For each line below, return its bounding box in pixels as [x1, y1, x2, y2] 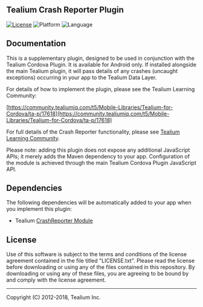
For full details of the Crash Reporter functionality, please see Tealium [6, 128, 180, 135]
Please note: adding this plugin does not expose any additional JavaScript [6, 146, 190, 153]
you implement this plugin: [6, 205, 72, 213]
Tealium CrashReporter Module [14, 217, 93, 224]
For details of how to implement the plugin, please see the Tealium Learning [6, 85, 195, 92]
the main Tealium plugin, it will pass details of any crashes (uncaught [6, 67, 178, 74]
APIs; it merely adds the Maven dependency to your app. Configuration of [6, 152, 190, 160]
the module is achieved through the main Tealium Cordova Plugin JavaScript [6, 159, 196, 166]
